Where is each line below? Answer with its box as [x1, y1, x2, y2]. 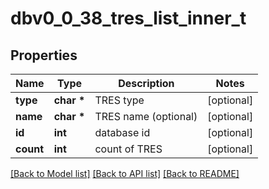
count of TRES [94, 142, 163, 156]
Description [118, 77, 175, 90]
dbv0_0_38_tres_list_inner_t [10, 7, 247, 30]
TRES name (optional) [94, 110, 198, 123]
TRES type [94, 93, 145, 107]
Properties [10, 47, 78, 64]
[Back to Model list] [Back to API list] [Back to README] [10, 168, 240, 179]
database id [94, 126, 151, 139]
